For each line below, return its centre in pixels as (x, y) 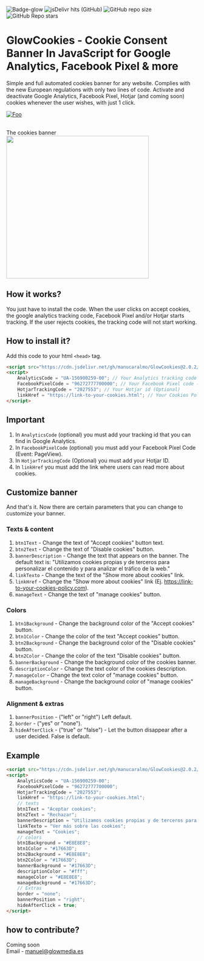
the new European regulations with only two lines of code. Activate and (95, 89)
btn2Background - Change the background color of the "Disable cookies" (105, 643)
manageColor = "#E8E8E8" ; (50, 877)
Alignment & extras (35, 704)
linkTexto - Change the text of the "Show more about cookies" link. (100, 575)
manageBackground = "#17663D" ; (57, 882)
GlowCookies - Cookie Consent (87, 40)
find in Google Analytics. (46, 441)
